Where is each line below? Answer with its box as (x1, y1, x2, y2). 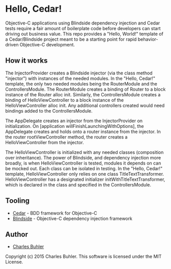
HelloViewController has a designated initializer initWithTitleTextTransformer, (5, 176, 165, 182)
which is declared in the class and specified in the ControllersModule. (5, 181, 152, 187)
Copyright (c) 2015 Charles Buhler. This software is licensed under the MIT (5, 253, 162, 260)
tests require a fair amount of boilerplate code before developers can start (5, 25, 161, 31)
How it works (5, 57, 48, 65)
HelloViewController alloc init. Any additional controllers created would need (5, 102, 165, 109)
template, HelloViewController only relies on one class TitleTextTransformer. (5, 171, 164, 177)
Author (5, 230, 28, 238)
